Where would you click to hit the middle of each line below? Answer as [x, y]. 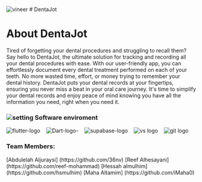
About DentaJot [47, 34]
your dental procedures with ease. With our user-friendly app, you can [94, 63]
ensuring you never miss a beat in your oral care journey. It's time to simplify [101, 89]
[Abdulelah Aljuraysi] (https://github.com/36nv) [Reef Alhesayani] [88, 160]
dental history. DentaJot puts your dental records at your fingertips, [90, 82]
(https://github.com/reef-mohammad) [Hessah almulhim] [77, 166]
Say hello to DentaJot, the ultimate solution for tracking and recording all [96, 57]
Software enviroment [66, 117]
